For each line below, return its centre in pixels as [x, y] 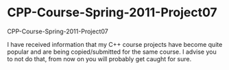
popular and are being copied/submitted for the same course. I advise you [112, 52]
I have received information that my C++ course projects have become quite [115, 44]
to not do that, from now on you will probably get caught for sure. [99, 58]
